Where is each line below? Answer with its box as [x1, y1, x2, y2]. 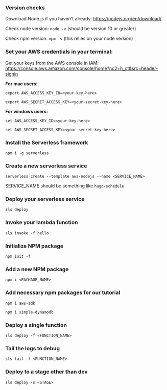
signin [5, 70, 18, 77]
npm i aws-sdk [5, 301, 36, 306]
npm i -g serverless [5, 150, 50, 156]
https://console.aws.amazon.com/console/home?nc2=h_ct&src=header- [5, 65, 158, 71]
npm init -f [5, 254, 31, 259]
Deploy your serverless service [5, 196, 85, 203]
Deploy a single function [5, 321, 67, 328]
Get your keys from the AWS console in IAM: [5, 60, 99, 66]
